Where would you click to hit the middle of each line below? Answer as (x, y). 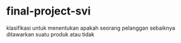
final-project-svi (48, 11)
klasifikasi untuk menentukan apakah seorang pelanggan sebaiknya (91, 28)
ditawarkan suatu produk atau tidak (51, 34)
